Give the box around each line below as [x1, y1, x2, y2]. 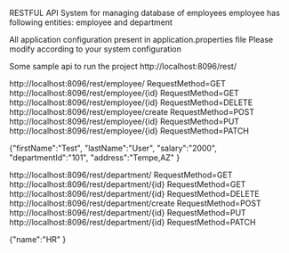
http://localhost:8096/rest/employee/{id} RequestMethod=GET [9, 88, 240, 98]
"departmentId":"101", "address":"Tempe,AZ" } [9, 152, 181, 163]
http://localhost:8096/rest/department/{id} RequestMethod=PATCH [9, 217, 256, 227]
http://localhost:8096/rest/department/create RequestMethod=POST [9, 198, 261, 208]
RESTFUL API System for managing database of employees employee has [9, 8, 280, 18]
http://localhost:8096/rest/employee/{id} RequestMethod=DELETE [9, 97, 253, 108]
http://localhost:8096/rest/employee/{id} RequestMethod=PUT [9, 116, 240, 126]
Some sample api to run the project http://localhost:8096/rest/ [9, 61, 237, 71]
